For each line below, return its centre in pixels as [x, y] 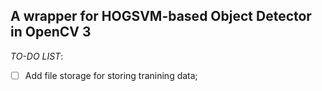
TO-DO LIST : [37, 56]
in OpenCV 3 [51, 32]
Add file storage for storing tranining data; [111, 75]
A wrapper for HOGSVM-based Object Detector [161, 16]
